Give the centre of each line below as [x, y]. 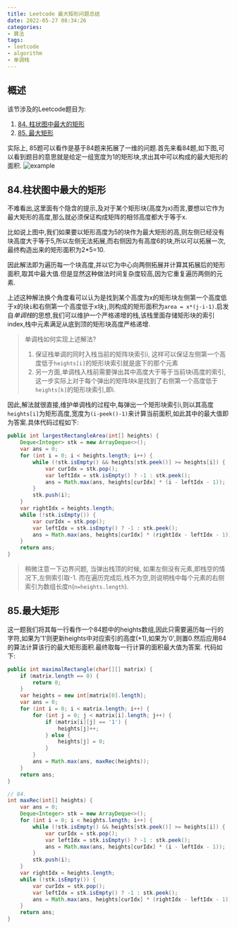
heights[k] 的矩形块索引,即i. [75, 389]
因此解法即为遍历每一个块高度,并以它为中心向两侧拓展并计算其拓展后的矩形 [116, 265]
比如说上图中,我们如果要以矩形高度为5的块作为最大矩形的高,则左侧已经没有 [116, 232]
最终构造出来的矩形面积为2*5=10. [56, 250]
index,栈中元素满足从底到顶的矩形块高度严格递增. [79, 324]
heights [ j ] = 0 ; [81, 742]
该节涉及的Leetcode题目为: [47, 109]
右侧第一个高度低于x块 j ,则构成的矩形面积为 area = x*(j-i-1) [127, 307]
